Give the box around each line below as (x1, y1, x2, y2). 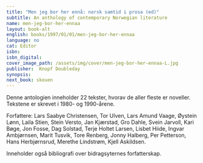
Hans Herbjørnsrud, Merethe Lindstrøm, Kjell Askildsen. (6, 138, 146, 145)
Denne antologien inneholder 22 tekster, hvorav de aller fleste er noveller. (6, 94, 191, 101)
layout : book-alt (6, 26, 51, 32)
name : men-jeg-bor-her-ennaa (6, 20, 80, 26)
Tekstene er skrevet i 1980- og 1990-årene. (6, 100, 115, 107)
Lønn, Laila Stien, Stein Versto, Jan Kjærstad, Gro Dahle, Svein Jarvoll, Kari (6, 118, 194, 126)
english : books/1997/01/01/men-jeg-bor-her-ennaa (6, 32, 135, 38)
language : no (6, 37, 40, 43)
